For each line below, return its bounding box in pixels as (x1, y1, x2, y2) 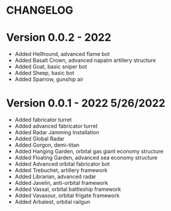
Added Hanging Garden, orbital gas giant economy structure (14, 148, 164, 155)
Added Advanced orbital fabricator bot (14, 160, 110, 168)
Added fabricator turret (14, 116, 72, 124)
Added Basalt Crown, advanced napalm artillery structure (14, 57, 156, 64)
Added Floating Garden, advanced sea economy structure (14, 154, 158, 161)
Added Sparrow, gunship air (14, 75, 84, 83)
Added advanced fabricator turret (14, 122, 98, 130)
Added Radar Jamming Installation (14, 129, 100, 136)
